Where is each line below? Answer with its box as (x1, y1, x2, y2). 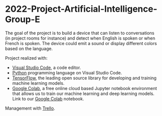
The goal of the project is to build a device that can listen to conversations (5, 30, 155, 36)
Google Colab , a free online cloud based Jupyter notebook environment (12, 85, 158, 91)
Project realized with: (5, 55, 48, 61)
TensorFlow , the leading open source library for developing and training (12, 75, 157, 81)
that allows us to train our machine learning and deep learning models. (12, 91, 155, 96)
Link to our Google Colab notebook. (12, 95, 84, 101)
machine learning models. (12, 80, 65, 86)
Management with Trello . (5, 105, 55, 111)
